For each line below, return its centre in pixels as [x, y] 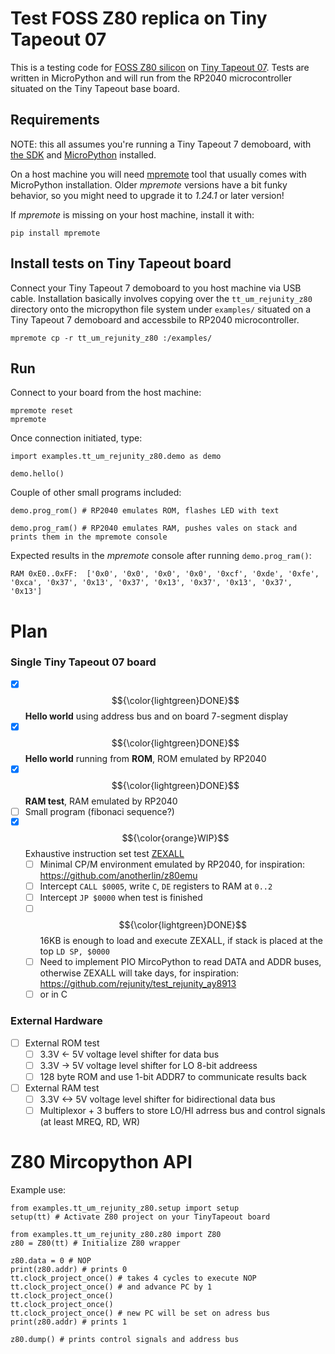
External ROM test [62, 1043]
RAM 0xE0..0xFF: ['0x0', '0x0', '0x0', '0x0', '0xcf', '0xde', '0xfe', [165, 574]
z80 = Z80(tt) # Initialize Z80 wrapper [96, 1243]
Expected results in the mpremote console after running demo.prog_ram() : [161, 556]
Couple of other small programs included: [96, 493]
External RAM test [62, 1088]
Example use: [38, 1189]
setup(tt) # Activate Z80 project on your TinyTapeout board [140, 1217]
